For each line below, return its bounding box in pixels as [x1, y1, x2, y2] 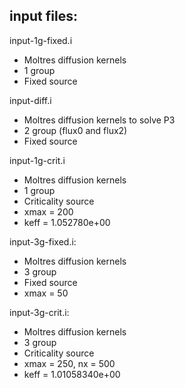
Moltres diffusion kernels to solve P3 [23, 114, 176, 126]
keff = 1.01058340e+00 [23, 368, 121, 380]
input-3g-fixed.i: [9, 235, 77, 248]
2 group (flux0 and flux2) [23, 124, 128, 136]
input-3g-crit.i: [9, 306, 70, 318]
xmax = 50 [23, 287, 69, 299]
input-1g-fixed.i [9, 34, 73, 46]
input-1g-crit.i [9, 154, 66, 166]
